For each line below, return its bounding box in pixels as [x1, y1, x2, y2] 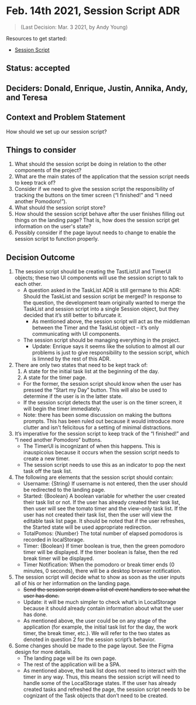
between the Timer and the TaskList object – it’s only [32, 324, 159, 331]
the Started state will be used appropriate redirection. [23, 524, 152, 531]
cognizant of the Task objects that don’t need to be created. [23, 692, 168, 699]
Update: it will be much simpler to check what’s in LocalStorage [23, 599, 177, 606]
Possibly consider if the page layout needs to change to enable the [14, 229, 176, 236]
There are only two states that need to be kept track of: [14, 362, 148, 369]
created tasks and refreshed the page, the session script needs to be [23, 686, 190, 693]
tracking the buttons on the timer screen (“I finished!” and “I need [14, 192, 173, 199]
